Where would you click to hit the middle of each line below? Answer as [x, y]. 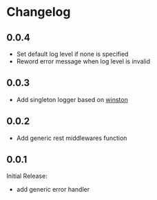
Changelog [39, 12]
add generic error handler [53, 190]
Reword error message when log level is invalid [83, 61]
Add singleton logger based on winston [72, 99]
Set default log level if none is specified [72, 54]
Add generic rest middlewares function [72, 138]
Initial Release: [27, 176]
